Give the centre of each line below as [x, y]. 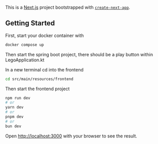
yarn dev [14, 107]
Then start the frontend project [37, 89]
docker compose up [25, 45]
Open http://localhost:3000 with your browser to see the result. [71, 136]
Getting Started [30, 23]
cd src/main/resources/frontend [39, 79]
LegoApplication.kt [25, 60]
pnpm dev [14, 117]
